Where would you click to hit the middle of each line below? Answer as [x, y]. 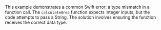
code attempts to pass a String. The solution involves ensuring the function [80, 17]
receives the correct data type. [36, 22]
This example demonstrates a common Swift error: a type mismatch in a [77, 7]
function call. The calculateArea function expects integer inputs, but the [78, 12]
